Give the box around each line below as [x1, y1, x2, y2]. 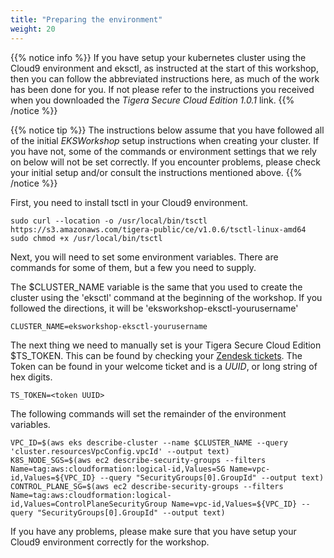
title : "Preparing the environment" [10, 14, 163, 25]
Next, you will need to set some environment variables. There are [10, 251, 279, 263]
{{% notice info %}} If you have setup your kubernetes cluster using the [10, 51, 307, 63]
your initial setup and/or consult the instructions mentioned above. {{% [10, 166, 303, 178]
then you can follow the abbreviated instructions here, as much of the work [10, 72, 320, 85]
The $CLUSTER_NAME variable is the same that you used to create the [10, 281, 303, 293]
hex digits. [10, 371, 53, 383]
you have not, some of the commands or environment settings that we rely [10, 145, 317, 157]
